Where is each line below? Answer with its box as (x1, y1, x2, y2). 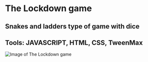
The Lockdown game (5, 3, 92, 14)
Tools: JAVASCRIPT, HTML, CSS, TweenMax (5, 38, 143, 46)
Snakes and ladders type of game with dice (5, 22, 140, 31)
